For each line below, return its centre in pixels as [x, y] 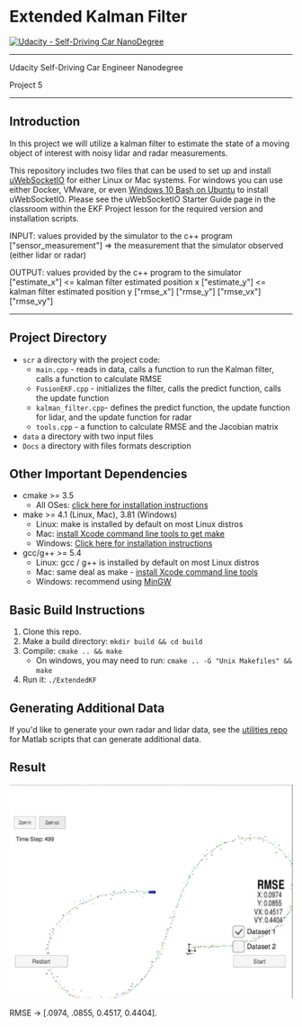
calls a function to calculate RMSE [99, 378]
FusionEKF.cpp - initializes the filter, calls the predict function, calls [158, 388]
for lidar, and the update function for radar [114, 417]
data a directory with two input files [88, 436]
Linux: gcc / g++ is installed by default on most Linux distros [147, 563]
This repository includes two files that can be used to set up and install [140, 170]
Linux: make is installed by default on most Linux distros [139, 524]
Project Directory [58, 338]
